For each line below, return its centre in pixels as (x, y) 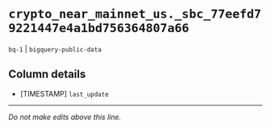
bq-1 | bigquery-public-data (55, 49)
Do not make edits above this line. (65, 117)
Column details (47, 74)
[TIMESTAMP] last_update (64, 93)
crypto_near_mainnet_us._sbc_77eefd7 (135, 14)
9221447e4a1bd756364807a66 (99, 29)
